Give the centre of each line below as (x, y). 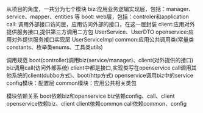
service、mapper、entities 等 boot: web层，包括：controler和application (98, 16)
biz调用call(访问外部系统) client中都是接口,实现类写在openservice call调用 (99, 68)
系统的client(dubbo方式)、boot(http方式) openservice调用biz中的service (102, 75)
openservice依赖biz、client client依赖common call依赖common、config (97, 104)
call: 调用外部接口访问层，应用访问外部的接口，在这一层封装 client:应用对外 (101, 24)
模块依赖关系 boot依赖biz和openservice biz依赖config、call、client (91, 96)
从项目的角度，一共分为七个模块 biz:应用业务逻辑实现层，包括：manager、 (100, 9)
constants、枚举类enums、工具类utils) (55, 47)
